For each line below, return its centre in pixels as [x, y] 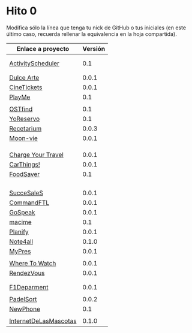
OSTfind [21, 109]
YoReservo [25, 119]
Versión [94, 49]
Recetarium [25, 128]
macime [20, 222]
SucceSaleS [26, 193]
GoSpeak [22, 212]
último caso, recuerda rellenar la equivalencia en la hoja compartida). [91, 34]
